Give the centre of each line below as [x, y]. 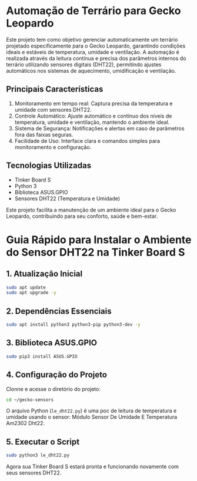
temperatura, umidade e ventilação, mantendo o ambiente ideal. [92, 122]
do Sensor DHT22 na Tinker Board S [96, 252]
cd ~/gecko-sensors [30, 400]
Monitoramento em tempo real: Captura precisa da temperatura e [94, 103]
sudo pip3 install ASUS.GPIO [42, 356]
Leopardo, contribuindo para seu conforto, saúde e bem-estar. [82, 216]
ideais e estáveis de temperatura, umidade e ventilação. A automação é [93, 52]
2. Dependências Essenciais [59, 311]
